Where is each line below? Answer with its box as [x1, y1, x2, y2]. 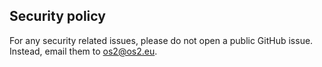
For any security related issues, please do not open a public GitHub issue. [9, 34, 314, 46]
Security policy [9, 8, 106, 25]
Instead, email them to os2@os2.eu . [9, 45, 158, 57]
